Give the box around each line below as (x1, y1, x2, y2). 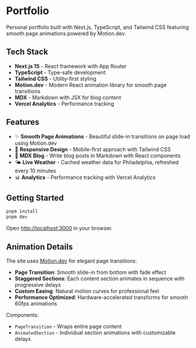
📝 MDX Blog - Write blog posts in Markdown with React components (14, 152, 181, 159)
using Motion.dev (14, 140, 57, 147)
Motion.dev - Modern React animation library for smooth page (14, 81, 167, 88)
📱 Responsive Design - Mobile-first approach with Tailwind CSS (14, 145, 171, 153)
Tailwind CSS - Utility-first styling (14, 75, 97, 82)
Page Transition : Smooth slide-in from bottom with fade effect (14, 269, 167, 276)
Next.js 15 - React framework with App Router (14, 62, 127, 69)
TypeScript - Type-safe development (14, 69, 106, 76)
